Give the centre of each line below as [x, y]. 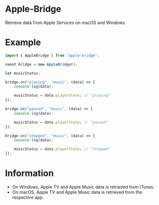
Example [23, 42]
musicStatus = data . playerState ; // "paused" [61, 122]
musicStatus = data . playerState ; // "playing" [62, 96]
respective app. [28, 197]
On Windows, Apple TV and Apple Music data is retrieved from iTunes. [83, 187]
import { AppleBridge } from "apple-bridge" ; [52, 55]
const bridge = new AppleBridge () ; [41, 64]
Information [29, 173]
